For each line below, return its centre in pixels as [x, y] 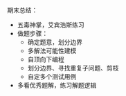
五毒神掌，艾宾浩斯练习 [51, 25]
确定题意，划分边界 [55, 42]
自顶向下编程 [46, 59]
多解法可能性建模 [52, 51]
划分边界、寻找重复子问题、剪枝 [73, 68]
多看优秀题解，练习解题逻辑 [57, 85]
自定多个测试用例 [52, 77]
